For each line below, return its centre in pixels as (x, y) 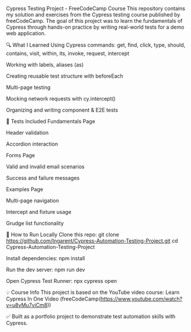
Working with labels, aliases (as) (45, 65)
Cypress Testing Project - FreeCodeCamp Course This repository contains (96, 8)
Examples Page (25, 189)
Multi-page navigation (33, 200)
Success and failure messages (43, 178)
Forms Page (20, 155)
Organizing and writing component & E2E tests (62, 110)
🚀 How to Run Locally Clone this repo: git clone (63, 234)
